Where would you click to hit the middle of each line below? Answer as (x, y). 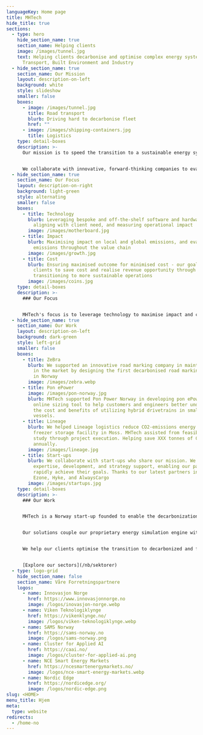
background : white (40, 85)
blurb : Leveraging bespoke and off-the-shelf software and (104, 219)
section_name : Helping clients (56, 46)
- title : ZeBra (41, 360)
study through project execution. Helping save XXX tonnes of (113, 438)
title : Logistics (50, 136)
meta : (13, 706)
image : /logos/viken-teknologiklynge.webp (82, 621)
